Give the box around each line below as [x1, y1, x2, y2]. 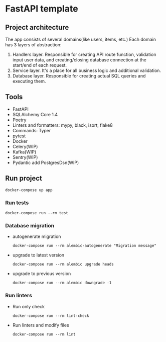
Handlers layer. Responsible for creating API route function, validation [12, 51, 156, 57]
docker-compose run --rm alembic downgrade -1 [12, 280, 112, 286]
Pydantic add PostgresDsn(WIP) [12, 159, 79, 165]
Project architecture [5, 23, 69, 32]
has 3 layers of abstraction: [5, 42, 62, 48]
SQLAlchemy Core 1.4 [12, 111, 58, 117]
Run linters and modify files [12, 322, 69, 328]
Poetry [12, 117, 27, 123]
